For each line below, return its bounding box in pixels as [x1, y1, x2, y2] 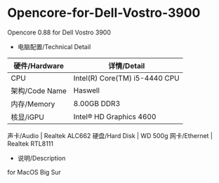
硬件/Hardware [13, 61, 65, 71]
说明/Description [17, 154, 66, 162]
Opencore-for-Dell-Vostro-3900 [7, 5, 201, 21]
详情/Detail [107, 61, 145, 71]
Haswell [73, 86, 100, 95]
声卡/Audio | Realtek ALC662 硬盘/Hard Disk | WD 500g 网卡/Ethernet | [7, 131, 213, 140]
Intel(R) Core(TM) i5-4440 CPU [73, 73, 180, 83]
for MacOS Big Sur [7, 168, 62, 176]
